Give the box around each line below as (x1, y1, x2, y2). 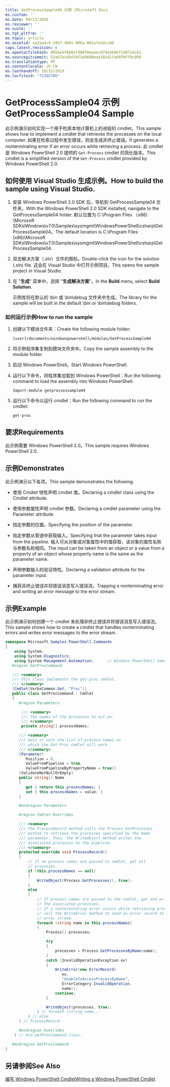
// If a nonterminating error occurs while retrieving (37, 906, 155, 911)
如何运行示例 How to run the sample (5, 314, 93, 321)
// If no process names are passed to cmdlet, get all (27, 859, 146, 864)
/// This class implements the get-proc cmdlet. (12, 677, 116, 682)
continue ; (55, 991, 76, 996)
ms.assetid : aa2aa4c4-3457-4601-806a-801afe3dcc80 (5, 41, 114, 46)
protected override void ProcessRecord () (18, 849, 108, 855)
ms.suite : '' (5, 26, 33, 31)
